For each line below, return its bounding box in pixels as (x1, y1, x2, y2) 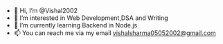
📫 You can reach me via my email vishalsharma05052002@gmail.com (13, 29, 216, 37)
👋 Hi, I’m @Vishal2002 (13, 7, 78, 14)
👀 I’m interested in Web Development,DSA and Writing (13, 14, 168, 22)
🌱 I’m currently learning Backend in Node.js (13, 21, 138, 29)
